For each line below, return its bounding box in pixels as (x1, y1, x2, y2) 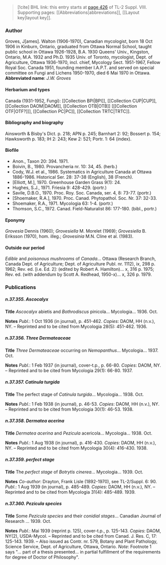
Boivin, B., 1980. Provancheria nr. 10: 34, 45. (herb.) (12, 163, 117, 169)
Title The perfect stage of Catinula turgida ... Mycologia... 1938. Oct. (5, 391, 144, 397)
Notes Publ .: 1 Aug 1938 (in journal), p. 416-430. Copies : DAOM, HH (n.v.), (5, 440, 157, 446)
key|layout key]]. (17, 15, 52, 20)
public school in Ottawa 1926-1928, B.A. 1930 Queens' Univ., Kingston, (5, 49, 150, 55)
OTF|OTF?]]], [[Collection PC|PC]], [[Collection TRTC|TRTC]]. (5, 108, 131, 114)
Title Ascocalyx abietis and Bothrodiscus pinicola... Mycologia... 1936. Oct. (5, 309, 158, 314)
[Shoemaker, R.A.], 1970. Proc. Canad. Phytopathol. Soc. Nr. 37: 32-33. (12, 195, 157, 201)
